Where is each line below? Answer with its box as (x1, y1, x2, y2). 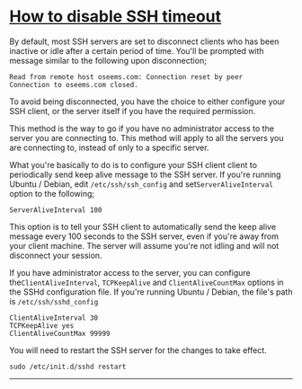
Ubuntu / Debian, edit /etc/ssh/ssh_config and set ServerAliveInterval (9, 178, 274, 190)
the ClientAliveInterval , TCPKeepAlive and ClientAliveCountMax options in (9, 277, 285, 287)
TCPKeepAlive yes (9, 321, 75, 330)
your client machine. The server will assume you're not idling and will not (9, 240, 280, 251)
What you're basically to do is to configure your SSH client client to (9, 159, 258, 170)
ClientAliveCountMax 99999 (9, 329, 111, 338)
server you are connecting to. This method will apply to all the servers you (9, 132, 284, 143)
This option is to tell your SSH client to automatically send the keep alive (9, 221, 277, 232)
